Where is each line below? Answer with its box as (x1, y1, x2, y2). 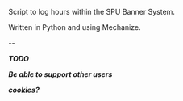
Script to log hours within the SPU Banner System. (8, 7, 176, 16)
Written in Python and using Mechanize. (8, 23, 141, 32)
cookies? (8, 85, 40, 95)
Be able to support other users (8, 69, 113, 79)
